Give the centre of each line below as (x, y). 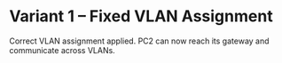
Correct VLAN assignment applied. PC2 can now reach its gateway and (139, 41)
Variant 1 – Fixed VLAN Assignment (141, 16)
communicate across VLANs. (62, 50)
